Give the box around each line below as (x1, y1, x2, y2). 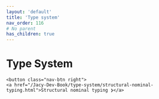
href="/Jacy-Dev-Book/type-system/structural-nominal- (14, 82, 154, 88)
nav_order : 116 (6, 20, 44, 26)
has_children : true (6, 31, 55, 37)
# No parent (6, 25, 36, 32)
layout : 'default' (6, 8, 52, 15)
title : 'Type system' (6, 14, 60, 20)
